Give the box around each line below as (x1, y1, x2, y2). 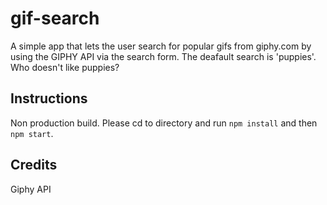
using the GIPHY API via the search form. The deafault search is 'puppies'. (10, 50, 317, 62)
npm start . (10, 127, 54, 139)
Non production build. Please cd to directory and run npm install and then (10, 117, 318, 129)
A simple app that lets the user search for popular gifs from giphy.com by (10, 40, 312, 52)
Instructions (10, 90, 88, 107)
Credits (10, 157, 58, 174)
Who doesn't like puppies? (10, 61, 120, 73)
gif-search (10, 7, 100, 30)
